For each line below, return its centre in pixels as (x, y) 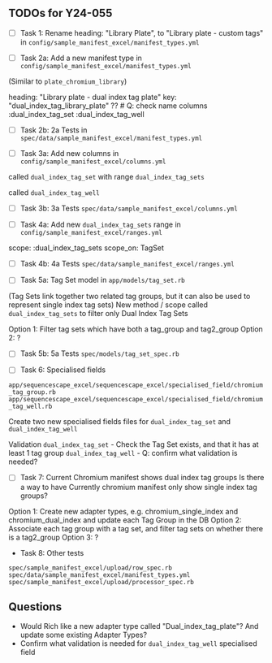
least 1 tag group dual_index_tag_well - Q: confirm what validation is (123, 453)
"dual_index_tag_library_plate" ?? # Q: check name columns (108, 106)
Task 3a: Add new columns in (69, 153)
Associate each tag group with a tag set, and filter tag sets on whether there (136, 528)
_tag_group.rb (32, 392)
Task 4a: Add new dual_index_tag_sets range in (100, 225)
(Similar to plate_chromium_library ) (68, 81)
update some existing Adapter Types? (84, 635)
